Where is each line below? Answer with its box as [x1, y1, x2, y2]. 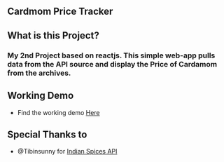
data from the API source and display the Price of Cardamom [7, 59, 218, 69]
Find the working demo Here [17, 108, 100, 116]
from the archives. [7, 68, 71, 78]
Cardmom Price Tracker [7, 6, 113, 18]
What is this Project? [7, 29, 99, 41]
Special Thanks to [7, 128, 87, 140]
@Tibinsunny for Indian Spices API [17, 147, 118, 156]
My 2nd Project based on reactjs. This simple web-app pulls [7, 50, 216, 60]
